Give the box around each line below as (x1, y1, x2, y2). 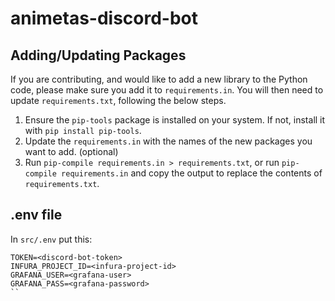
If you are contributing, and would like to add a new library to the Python (10, 73, 308, 85)
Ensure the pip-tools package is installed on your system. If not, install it (24, 114, 326, 126)
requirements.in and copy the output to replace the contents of (61, 167, 323, 179)
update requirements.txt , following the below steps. (10, 95, 227, 106)
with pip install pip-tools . (24, 125, 142, 136)
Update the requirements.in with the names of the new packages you (24, 135, 313, 147)
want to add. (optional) (24, 146, 119, 157)
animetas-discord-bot (10, 7, 199, 30)
